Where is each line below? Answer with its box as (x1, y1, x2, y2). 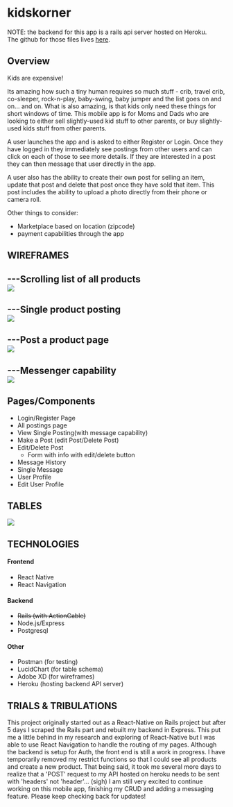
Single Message (17, 465, 64, 473)
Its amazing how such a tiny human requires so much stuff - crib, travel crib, (7, 87, 225, 95)
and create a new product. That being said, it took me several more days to (7, 763, 222, 771)
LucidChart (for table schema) (17, 665, 104, 674)
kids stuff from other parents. (23, 124, 107, 133)
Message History (17, 458, 67, 466)
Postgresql (17, 627, 49, 635)
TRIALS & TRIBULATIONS (7, 699, 118, 712)
